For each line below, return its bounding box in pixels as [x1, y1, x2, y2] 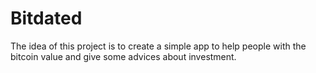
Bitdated [10, 7, 83, 30]
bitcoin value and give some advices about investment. [10, 50, 237, 62]
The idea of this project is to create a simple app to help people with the [10, 40, 307, 52]
